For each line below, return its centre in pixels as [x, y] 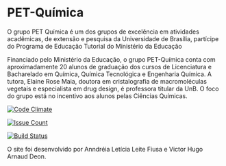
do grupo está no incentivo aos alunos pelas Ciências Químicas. [98, 96]
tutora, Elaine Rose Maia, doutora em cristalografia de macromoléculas [107, 81]
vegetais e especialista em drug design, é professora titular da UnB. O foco [113, 88]
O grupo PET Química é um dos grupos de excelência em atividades [103, 32]
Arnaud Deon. [27, 156]
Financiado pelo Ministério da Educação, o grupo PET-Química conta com [111, 59]
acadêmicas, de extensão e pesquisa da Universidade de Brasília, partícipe [113, 38]
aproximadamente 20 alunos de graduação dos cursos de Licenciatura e [110, 67]
